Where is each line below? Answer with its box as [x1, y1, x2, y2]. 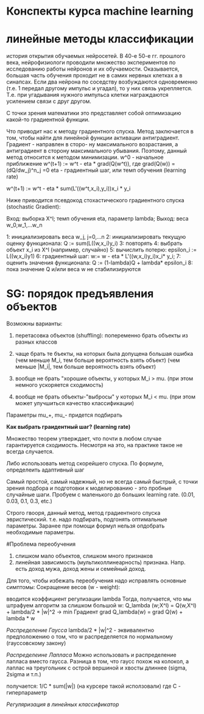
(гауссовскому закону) [6, 640, 66, 647]
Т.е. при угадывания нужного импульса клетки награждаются [6, 91, 169, 99]
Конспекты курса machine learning [6, 4, 194, 18]
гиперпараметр [6, 689, 47, 696]
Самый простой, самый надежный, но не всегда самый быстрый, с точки [6, 478, 198, 486]
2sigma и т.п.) [6, 671, 41, 678]
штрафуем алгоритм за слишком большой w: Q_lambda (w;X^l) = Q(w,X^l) [6, 602, 197, 609]
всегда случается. [6, 448, 54, 455]
